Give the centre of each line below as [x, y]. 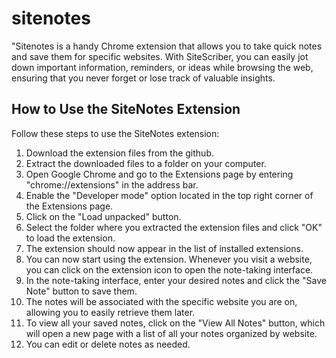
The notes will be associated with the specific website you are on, [161, 301]
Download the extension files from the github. [119, 153]
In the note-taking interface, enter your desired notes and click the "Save [176, 280]
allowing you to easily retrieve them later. [110, 312]
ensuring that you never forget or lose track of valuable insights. [143, 78]
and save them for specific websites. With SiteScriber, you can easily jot [160, 56]
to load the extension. [70, 238]
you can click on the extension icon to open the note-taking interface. [169, 269]
